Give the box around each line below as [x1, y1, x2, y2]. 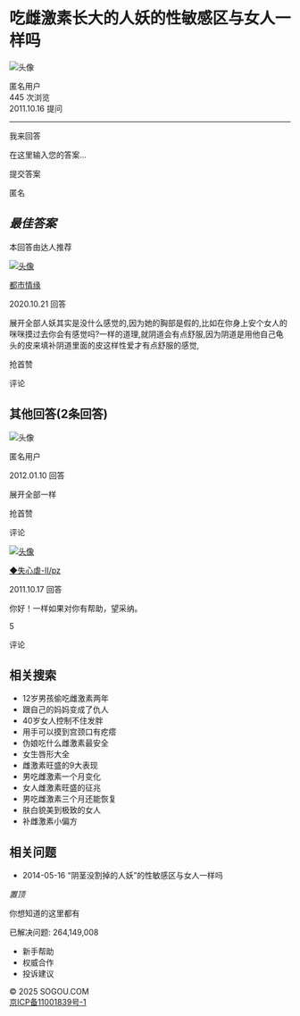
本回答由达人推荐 [9, 241, 72, 252]
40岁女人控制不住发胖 [21, 716, 104, 726]
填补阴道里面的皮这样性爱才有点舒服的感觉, [39, 340, 200, 350]
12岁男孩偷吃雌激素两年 [21, 693, 110, 704]
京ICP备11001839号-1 [9, 997, 87, 1008]
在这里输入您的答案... [9, 149, 87, 160]
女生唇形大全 [21, 749, 70, 760]
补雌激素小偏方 [21, 816, 78, 827]
